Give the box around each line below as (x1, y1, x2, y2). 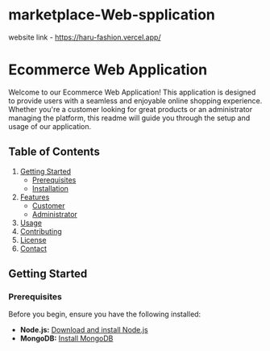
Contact (19, 244, 47, 253)
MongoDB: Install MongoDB (19, 333, 114, 344)
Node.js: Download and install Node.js (19, 325, 148, 335)
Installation (31, 183, 69, 193)
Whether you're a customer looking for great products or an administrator (8, 104, 252, 114)
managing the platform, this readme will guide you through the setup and (8, 113, 251, 123)
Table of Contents (8, 145, 101, 159)
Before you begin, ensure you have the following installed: (8, 309, 201, 320)
